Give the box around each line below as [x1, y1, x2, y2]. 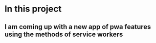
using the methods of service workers [4, 30, 123, 38]
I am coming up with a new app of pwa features [4, 23, 151, 31]
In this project [4, 3, 62, 14]
